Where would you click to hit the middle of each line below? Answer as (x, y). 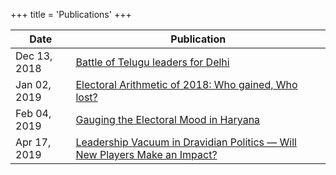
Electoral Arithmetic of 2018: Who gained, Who (186, 84)
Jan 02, (33, 84)
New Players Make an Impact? (146, 154)
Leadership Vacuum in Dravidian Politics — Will (186, 142)
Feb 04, (33, 113)
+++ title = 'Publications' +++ (71, 14)
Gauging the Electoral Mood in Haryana (168, 119)
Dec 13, (34, 56)
